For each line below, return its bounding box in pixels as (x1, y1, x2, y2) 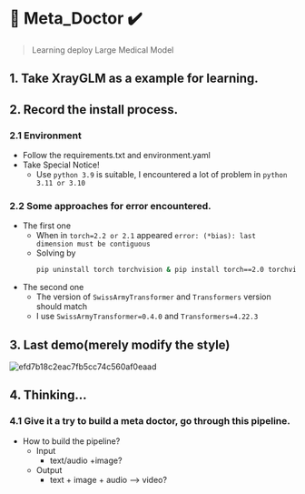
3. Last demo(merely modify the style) (9, 337, 231, 352)
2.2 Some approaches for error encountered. (9, 199, 212, 212)
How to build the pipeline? (22, 435, 121, 447)
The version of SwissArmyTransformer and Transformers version (35, 291, 272, 302)
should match (35, 301, 88, 312)
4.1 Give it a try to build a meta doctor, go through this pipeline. (9, 415, 290, 428)
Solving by (35, 247, 76, 258)
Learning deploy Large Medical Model (31, 44, 174, 55)
